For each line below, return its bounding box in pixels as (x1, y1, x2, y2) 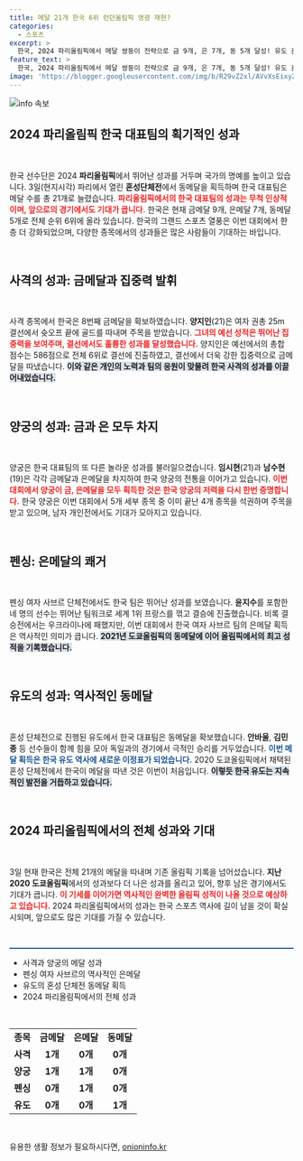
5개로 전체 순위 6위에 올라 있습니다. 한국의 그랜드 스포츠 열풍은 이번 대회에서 (9, 215, 279, 226)
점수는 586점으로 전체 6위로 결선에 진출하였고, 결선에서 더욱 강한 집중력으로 (9, 349, 277, 361)
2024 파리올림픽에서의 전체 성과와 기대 (9, 823, 216, 839)
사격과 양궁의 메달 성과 (22, 957, 103, 968)
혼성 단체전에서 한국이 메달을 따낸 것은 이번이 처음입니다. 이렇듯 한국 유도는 (9, 765, 273, 776)
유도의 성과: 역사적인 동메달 (9, 688, 153, 704)
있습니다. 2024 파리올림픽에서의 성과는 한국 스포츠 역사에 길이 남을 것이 (18, 900, 272, 911)
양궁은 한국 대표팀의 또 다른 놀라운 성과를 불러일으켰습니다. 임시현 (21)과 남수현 (9, 462, 286, 473)
